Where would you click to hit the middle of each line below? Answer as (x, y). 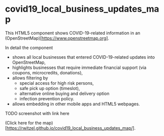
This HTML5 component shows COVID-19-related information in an (73, 33)
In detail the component (29, 47)
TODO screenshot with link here (37, 113)
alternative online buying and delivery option (64, 93)
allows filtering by (30, 78)
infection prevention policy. (47, 98)
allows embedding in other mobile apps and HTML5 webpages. (76, 104)
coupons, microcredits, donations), (47, 72)
